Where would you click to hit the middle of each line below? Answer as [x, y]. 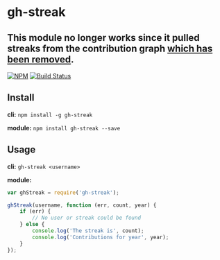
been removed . [41, 59]
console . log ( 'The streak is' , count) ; [88, 231]
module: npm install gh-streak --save [64, 128]
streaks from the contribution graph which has [110, 48]
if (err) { [35, 211]
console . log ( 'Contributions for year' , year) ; [101, 237]
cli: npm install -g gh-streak [50, 114]
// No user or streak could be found [86, 218]
